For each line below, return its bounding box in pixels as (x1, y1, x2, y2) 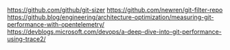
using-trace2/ (7, 35, 46, 43)
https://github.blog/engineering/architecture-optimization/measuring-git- (7, 13, 214, 21)
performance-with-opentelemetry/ (7, 21, 105, 28)
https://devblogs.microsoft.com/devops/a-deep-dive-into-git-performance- (7, 27, 222, 36)
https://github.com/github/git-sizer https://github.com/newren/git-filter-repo (7, 6, 223, 14)
